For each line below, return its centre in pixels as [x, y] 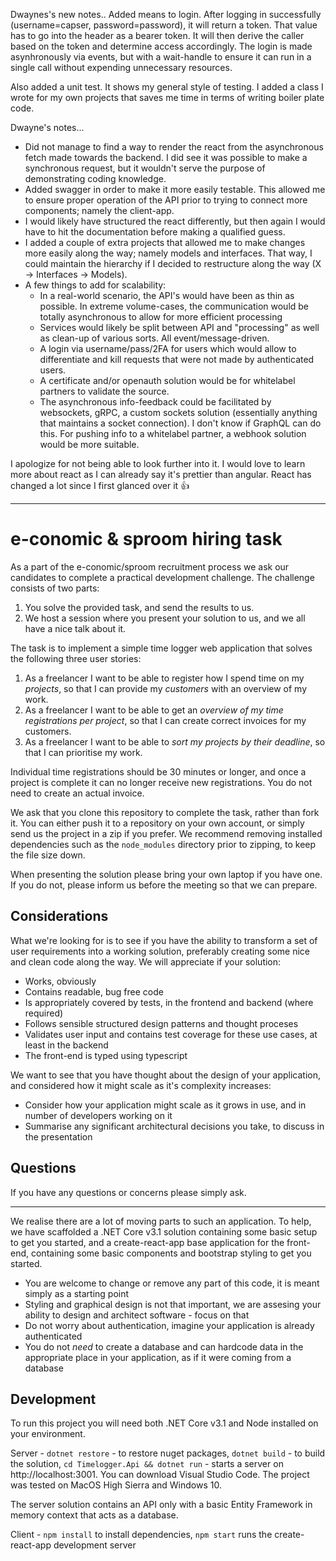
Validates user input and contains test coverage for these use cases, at [171, 1034]
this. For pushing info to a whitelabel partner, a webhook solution [173, 433]
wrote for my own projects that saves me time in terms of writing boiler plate [167, 97]
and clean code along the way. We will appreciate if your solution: [146, 961]
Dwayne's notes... [47, 127]
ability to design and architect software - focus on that [137, 1315]
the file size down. [48, 855]
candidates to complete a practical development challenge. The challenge [162, 577]
